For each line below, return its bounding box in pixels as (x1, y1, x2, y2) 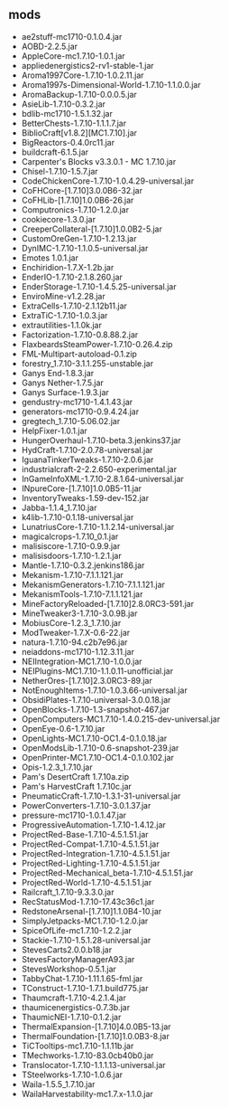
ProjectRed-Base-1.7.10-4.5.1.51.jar (21, 829, 150, 839)
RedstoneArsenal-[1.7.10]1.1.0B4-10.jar (21, 905, 162, 916)
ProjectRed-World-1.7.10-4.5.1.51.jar (21, 876, 152, 887)
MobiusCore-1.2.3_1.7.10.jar (21, 617, 122, 628)
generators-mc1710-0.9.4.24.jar (21, 406, 140, 417)
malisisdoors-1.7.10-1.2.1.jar (21, 550, 123, 561)
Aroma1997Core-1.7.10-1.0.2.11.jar (21, 70, 145, 80)
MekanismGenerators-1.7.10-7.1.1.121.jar (21, 579, 166, 590)
